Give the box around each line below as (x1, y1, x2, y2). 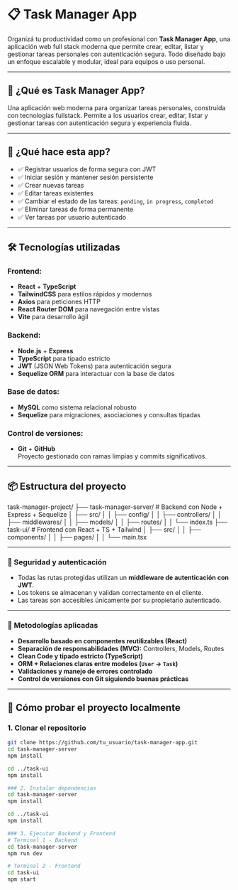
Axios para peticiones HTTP (17, 297, 101, 306)
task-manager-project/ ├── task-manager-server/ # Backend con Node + (7, 503, 223, 511)
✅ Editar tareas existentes (17, 188, 93, 197)
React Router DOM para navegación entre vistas (17, 305, 160, 313)
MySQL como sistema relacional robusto (17, 403, 137, 412)
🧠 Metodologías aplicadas (7, 621, 98, 631)
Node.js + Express (17, 346, 74, 355)
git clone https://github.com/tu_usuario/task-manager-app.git (7, 739, 198, 746)
